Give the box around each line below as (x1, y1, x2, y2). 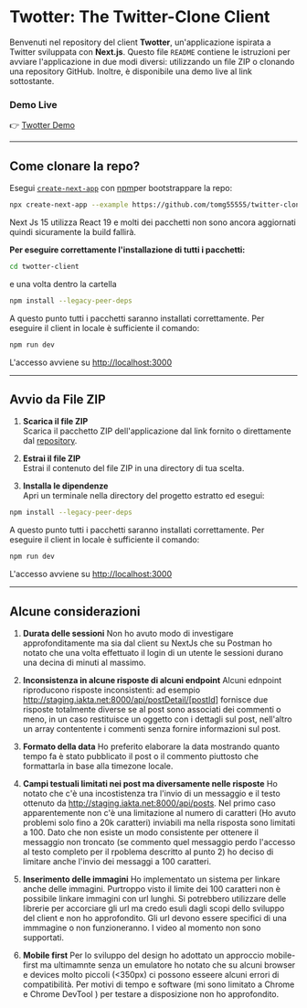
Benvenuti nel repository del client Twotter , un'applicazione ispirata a (9, 37, 271, 48)
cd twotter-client (9, 262, 79, 271)
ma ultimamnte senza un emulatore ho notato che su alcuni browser (39, 959, 296, 970)
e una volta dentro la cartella (9, 278, 117, 289)
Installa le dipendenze (22, 480, 109, 491)
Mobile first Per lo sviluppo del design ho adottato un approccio (22, 949, 265, 960)
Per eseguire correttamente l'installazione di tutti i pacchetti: (9, 244, 246, 255)
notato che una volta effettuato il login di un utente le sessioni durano (22, 647, 283, 658)
